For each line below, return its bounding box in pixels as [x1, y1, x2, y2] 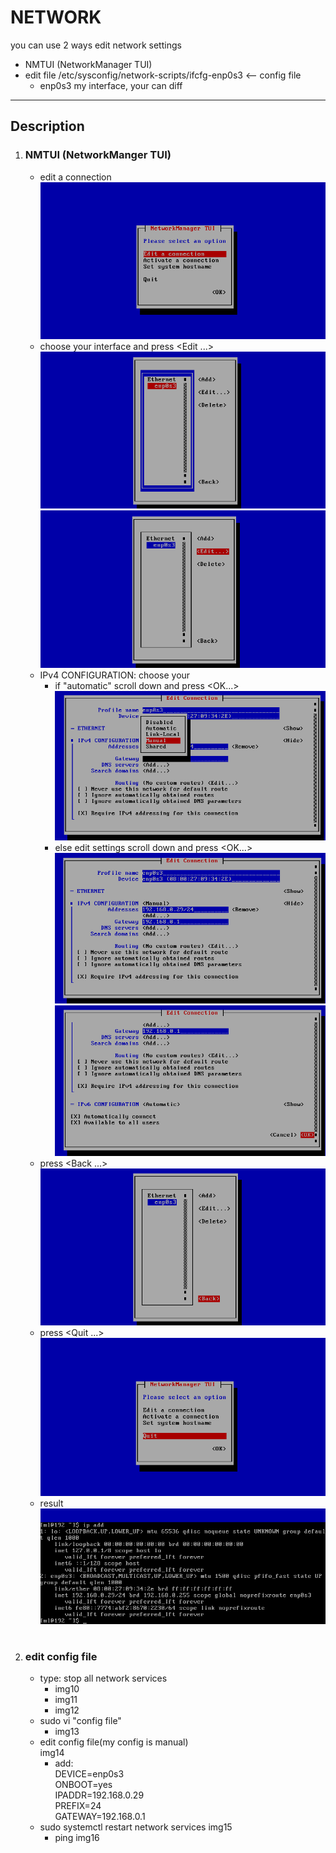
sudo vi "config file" [39, 1715, 122, 1727]
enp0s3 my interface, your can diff [39, 79, 183, 91]
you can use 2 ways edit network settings [10, 39, 182, 51]
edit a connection [39, 171, 112, 183]
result [39, 1497, 64, 1510]
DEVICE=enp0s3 [54, 1768, 125, 1780]
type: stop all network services [39, 1672, 168, 1685]
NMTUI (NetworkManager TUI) [24, 58, 153, 70]
